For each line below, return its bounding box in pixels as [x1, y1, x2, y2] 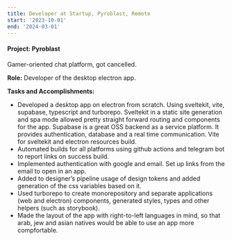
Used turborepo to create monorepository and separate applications [17, 189, 213, 197]
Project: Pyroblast [7, 44, 60, 53]
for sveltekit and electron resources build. [17, 137, 137, 146]
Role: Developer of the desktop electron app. [7, 74, 137, 82]
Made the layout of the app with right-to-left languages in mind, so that [17, 211, 221, 219]
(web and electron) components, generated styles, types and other [17, 196, 210, 205]
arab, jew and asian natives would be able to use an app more [17, 218, 194, 226]
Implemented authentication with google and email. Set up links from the [17, 159, 225, 167]
